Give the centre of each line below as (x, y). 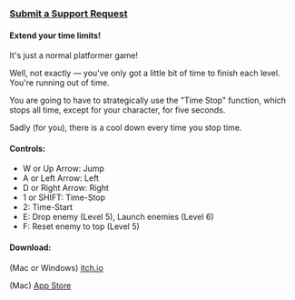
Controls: (28, 148)
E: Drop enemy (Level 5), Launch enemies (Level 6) (118, 217)
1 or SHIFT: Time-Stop (64, 197)
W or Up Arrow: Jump (63, 169)
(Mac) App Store (40, 285)
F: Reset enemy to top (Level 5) (81, 226)
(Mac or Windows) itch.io (57, 267)
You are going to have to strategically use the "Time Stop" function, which (148, 100)
